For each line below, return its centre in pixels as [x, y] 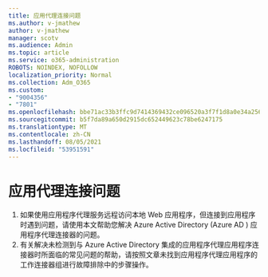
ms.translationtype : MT [48, 127]
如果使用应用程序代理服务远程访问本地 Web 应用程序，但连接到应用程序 [138, 215]
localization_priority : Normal [60, 75]
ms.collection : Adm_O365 [49, 82]
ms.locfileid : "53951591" [51, 149]
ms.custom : [26, 90]
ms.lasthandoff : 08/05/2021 [55, 142]
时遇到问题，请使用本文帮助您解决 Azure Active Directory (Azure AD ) [134, 225]
